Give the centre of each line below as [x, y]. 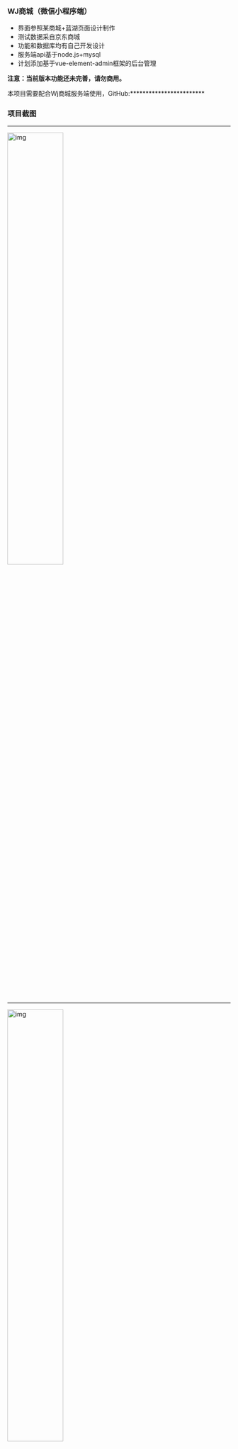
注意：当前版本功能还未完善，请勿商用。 [66, 79]
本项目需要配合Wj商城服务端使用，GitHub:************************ [106, 94]
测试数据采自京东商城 [49, 37]
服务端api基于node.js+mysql [59, 55]
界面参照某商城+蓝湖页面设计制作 [66, 28]
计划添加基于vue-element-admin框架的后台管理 [87, 63]
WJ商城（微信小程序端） [50, 11]
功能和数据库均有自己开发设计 [61, 46]
